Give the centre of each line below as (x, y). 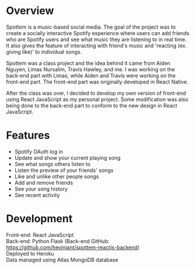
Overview (30, 11)
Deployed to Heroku (30, 253)
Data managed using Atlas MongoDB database (62, 260)
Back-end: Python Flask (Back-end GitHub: (58, 241)
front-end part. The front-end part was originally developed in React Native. (97, 82)
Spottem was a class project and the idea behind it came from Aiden (88, 63)
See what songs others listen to (52, 164)
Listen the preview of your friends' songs (64, 170)
